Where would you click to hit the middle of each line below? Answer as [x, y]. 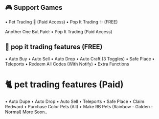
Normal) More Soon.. [26, 112]
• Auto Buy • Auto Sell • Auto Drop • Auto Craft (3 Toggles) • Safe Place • [80, 59]
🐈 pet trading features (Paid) [64, 84]
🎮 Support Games [34, 8]
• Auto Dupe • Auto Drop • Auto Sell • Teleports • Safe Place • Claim [75, 101]
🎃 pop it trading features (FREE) [54, 47]
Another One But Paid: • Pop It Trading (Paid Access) [59, 31]
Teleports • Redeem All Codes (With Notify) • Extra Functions [67, 64]
